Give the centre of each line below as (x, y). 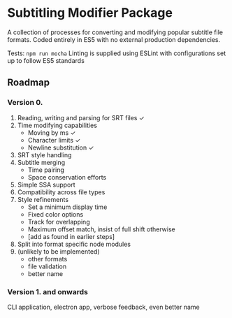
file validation (47, 266)
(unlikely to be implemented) (58, 251)
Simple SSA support (46, 185)
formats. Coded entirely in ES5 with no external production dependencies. (114, 39)
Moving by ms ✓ (52, 132)
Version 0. (25, 103)
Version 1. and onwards (48, 291)
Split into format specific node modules (74, 244)
